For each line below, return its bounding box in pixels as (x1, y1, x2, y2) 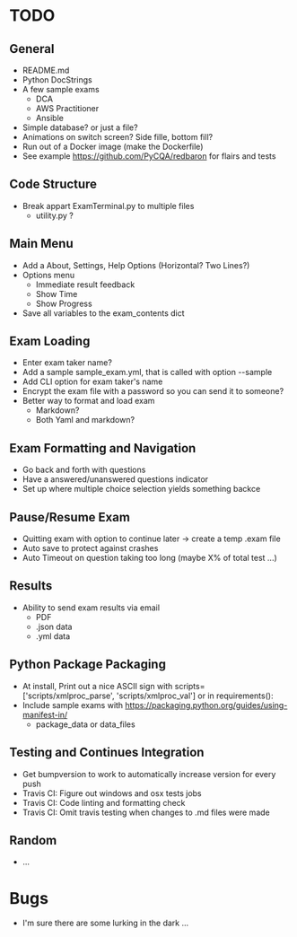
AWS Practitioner (35, 103, 100, 113)
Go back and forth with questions (22, 464, 146, 476)
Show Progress (35, 298, 92, 309)
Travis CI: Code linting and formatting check (22, 797, 186, 808)
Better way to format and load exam (22, 396, 155, 407)
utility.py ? (35, 210, 74, 221)
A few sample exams (22, 84, 100, 94)
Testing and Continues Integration (9, 745, 205, 760)
